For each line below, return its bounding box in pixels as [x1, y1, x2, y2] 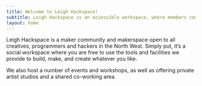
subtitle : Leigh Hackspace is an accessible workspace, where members [6, 14, 187, 20]
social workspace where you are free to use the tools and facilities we [6, 49, 179, 56]
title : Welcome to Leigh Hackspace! [6, 8, 98, 15]
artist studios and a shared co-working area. [6, 73, 116, 81]
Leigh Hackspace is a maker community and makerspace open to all [6, 36, 176, 44]
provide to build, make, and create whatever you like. [6, 55, 138, 63]
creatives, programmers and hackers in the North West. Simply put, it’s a [6, 42, 186, 50]
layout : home [6, 20, 39, 26]
